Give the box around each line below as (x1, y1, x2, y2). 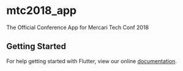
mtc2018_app (6, 4, 77, 18)
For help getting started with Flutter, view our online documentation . (6, 57, 177, 64)
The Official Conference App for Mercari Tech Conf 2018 (6, 24, 149, 31)
